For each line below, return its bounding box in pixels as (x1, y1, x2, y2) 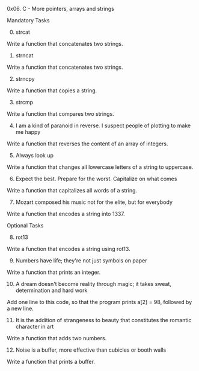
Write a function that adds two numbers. (7, 335, 107, 341)
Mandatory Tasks (7, 17, 50, 24)
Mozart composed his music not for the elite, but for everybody (15, 198, 173, 206)
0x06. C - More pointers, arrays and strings (7, 5, 115, 12)
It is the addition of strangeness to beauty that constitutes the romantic (15, 317, 192, 323)
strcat (15, 28, 31, 36)
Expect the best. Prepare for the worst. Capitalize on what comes (15, 175, 177, 182)
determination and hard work (15, 287, 88, 294)
